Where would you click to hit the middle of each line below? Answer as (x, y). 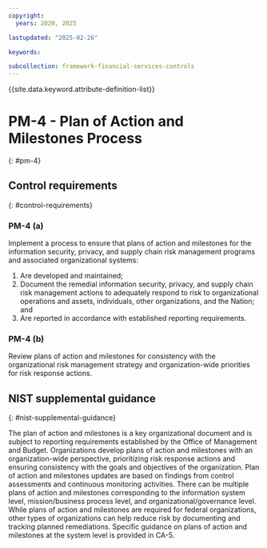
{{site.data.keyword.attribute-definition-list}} (82, 90)
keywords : (25, 52)
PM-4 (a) (26, 226)
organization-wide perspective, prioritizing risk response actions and (122, 459)
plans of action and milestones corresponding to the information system (127, 493)
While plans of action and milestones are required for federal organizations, (133, 510)
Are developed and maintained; (72, 276)
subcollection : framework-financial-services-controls (102, 66)
